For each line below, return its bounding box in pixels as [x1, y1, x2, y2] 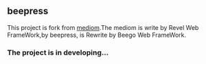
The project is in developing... [7, 48, 109, 57]
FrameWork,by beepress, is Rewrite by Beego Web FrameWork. [7, 31, 187, 39]
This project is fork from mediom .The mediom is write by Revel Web [7, 23, 199, 31]
